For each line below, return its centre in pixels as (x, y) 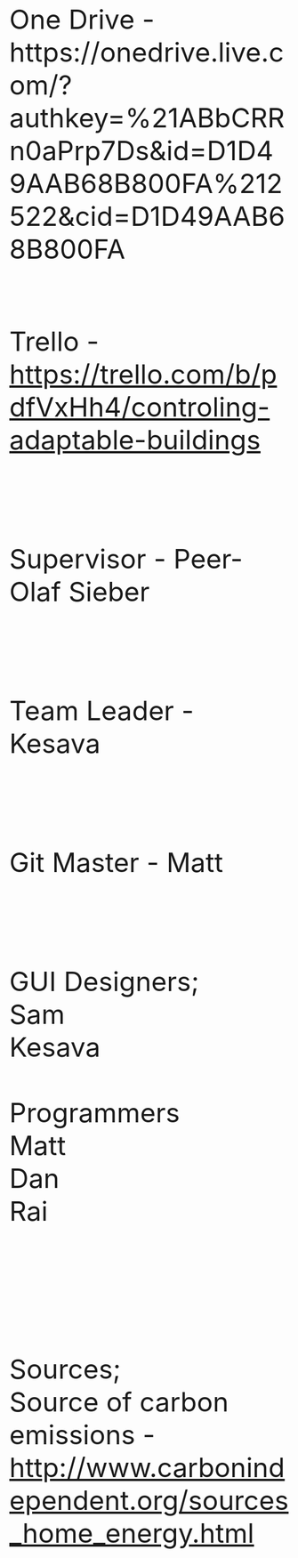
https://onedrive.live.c (147, 52)
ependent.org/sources (149, 1500)
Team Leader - (101, 710)
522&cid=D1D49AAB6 (147, 216)
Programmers (95, 1113)
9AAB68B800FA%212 (146, 183)
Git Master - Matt (117, 862)
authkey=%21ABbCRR (147, 117)
